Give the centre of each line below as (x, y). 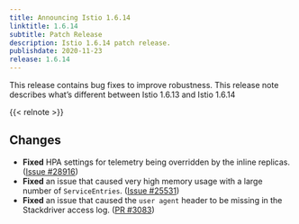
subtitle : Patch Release (56, 34)
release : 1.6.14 (40, 59)
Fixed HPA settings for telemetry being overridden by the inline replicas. (156, 162)
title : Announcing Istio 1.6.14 (70, 18)
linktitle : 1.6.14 (44, 26)
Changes (35, 140)
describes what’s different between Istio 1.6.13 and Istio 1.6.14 (122, 94)
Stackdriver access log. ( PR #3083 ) (88, 210)
